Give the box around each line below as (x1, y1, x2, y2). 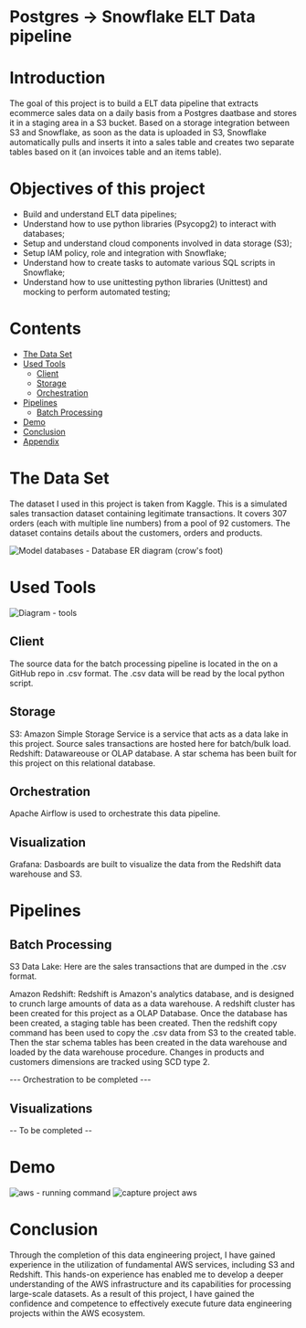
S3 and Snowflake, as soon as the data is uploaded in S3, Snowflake (9, 127, 267, 138)
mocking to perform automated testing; (22, 286, 171, 298)
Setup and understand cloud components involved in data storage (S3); (22, 238, 292, 249)
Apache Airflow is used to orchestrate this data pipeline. (9, 808, 221, 819)
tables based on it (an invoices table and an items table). (9, 146, 222, 157)
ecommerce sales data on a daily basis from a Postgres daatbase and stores (9, 108, 297, 119)
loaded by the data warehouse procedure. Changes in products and (9, 1046, 265, 1057)
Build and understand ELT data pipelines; (22, 208, 177, 220)
